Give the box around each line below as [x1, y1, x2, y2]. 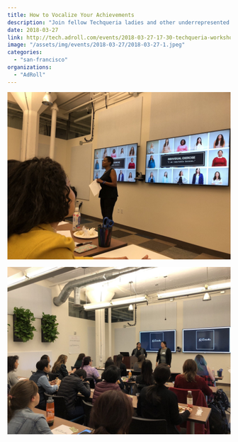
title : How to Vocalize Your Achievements [7, 11, 135, 18]
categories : [7, 49, 42, 56]
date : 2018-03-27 [7, 26, 59, 33]
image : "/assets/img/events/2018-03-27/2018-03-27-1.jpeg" [7, 41, 186, 49]
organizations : [7, 64, 52, 71]
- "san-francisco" [13, 57, 69, 64]
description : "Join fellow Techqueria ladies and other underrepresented [7, 18, 230, 26]
